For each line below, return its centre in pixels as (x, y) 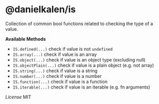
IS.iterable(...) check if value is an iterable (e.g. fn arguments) (81, 87)
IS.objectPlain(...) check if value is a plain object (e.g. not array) (83, 65)
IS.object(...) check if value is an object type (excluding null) (79, 59)
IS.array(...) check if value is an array (55, 54)
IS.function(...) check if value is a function (60, 81)
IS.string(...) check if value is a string (55, 71)
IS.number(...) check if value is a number (57, 76)
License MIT (18, 97)
